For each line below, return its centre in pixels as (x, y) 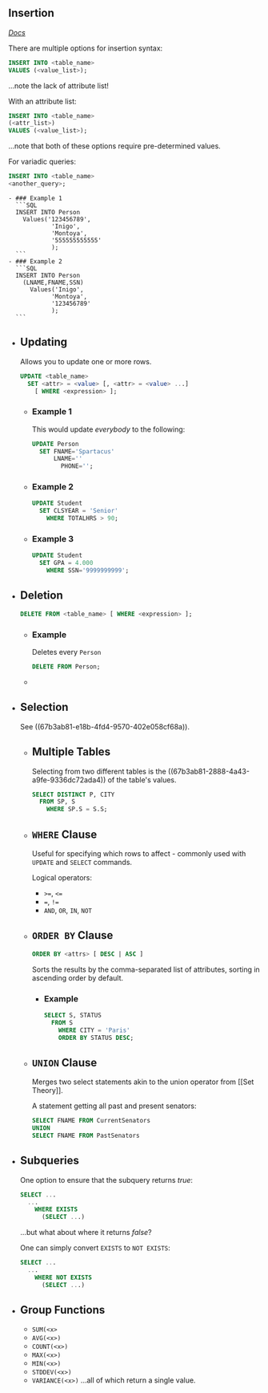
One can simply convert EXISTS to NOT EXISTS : (95, 1248)
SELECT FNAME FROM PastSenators (86, 1135)
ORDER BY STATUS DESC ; (96, 1038)
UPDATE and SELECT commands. (82, 862)
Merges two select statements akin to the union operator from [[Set (143, 1082)
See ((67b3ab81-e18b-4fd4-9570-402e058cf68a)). (105, 726)
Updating (44, 342)
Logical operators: (62, 877)
